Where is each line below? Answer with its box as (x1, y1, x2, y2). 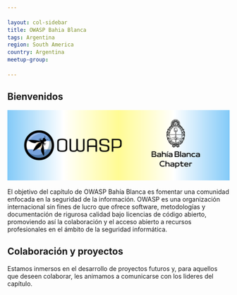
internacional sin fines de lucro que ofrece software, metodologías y (7, 202, 206, 212)
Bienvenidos (7, 91, 63, 103)
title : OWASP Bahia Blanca (7, 26, 87, 33)
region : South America (7, 41, 74, 49)
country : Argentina (7, 49, 65, 56)
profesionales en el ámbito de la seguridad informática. (7, 225, 168, 233)
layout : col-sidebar (7, 18, 68, 26)
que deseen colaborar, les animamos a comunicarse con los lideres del (7, 272, 214, 280)
